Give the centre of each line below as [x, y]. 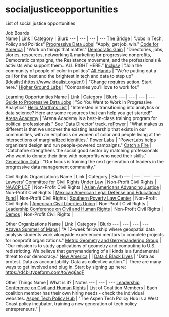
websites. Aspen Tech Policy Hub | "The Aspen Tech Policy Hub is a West [82, 298]
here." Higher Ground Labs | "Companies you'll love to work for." [72, 87]
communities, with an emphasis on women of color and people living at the [83, 134]
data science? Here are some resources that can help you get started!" [79, 113]
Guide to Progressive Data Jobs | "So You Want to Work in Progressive [79, 102]
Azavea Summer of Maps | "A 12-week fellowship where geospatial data [80, 229]
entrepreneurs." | [23, 309]
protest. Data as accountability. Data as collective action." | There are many [83, 261]
